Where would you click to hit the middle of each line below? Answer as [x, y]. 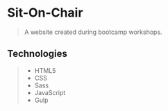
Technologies [37, 54]
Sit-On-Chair [45, 13]
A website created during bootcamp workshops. [93, 32]
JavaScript [50, 92]
